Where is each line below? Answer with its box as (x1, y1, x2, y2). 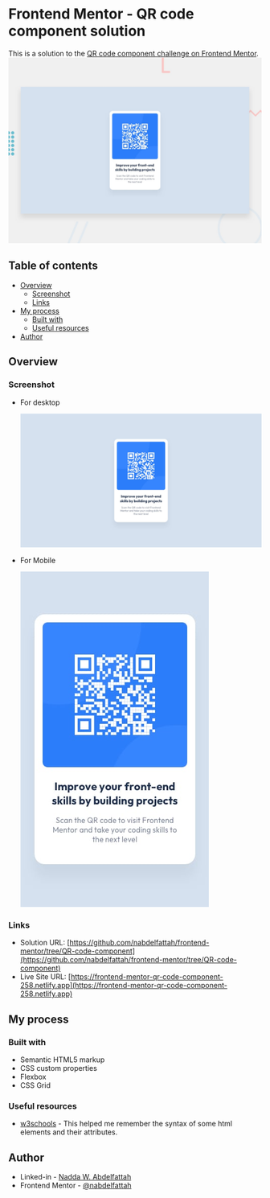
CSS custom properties (19, 1063, 98, 1072)
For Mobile (19, 555, 56, 565)
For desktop (19, 397, 60, 407)
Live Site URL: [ (19, 972, 72, 982)
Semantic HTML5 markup (19, 1055, 105, 1064)
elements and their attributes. (19, 1127, 118, 1137)
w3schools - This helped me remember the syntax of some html (19, 1119, 233, 1129)
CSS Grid (19, 1080, 51, 1090)
